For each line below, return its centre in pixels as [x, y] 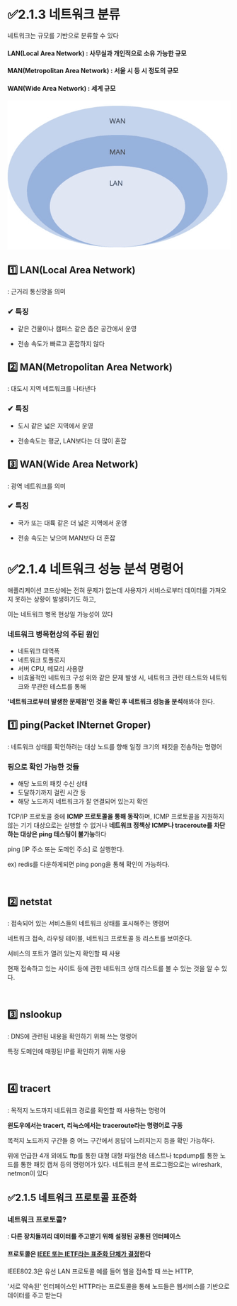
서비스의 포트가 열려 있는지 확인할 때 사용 [64, 953]
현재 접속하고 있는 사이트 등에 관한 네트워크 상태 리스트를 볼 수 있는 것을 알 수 [114, 968]
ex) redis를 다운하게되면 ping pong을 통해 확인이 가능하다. [88, 864]
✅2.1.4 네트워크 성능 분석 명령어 [96, 569]
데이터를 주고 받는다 [35, 1295]
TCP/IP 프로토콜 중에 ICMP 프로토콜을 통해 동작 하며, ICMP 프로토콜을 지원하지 [116, 817]
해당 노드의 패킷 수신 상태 [53, 784]
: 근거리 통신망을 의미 [36, 292]
